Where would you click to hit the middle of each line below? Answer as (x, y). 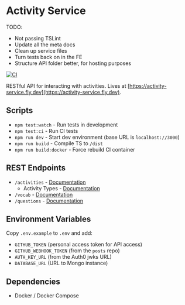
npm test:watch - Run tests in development (66, 125)
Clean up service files (41, 50)
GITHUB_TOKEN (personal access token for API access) (78, 245)
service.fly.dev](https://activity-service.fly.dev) (63, 92)
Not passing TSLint (37, 38)
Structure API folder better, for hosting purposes (73, 63)
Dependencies (33, 281)
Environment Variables (49, 219)
